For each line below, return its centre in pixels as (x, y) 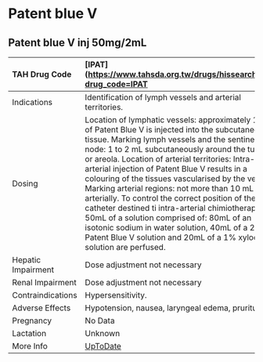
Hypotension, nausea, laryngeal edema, (158, 308)
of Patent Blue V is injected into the (149, 130)
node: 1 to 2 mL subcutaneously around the (165, 149)
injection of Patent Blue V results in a (180, 169)
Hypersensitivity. (116, 295)
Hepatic (27, 260)
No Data (100, 320)
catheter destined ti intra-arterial (145, 208)
